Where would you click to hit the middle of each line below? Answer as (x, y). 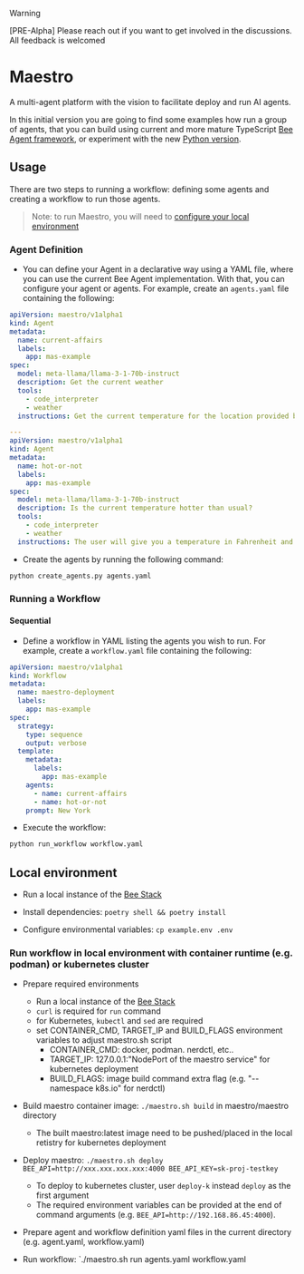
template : (36, 752)
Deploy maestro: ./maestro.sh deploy (93, 1161)
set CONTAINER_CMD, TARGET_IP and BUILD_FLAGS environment (159, 1031)
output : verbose (57, 743)
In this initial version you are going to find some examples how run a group (148, 119)
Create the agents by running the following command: (123, 559)
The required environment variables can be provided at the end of (159, 1205)
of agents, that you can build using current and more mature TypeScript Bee (152, 129)
